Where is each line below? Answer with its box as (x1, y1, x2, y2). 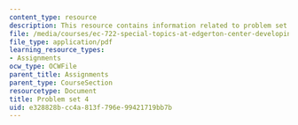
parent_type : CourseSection (9, 78, 114, 87)
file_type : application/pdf (9, 37, 114, 47)
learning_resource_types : (9, 46, 105, 55)
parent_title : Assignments (9, 70, 109, 79)
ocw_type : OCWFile (9, 62, 77, 71)
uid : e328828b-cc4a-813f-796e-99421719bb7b (9, 103, 173, 112)
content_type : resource (9, 12, 98, 22)
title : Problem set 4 (9, 94, 90, 104)
